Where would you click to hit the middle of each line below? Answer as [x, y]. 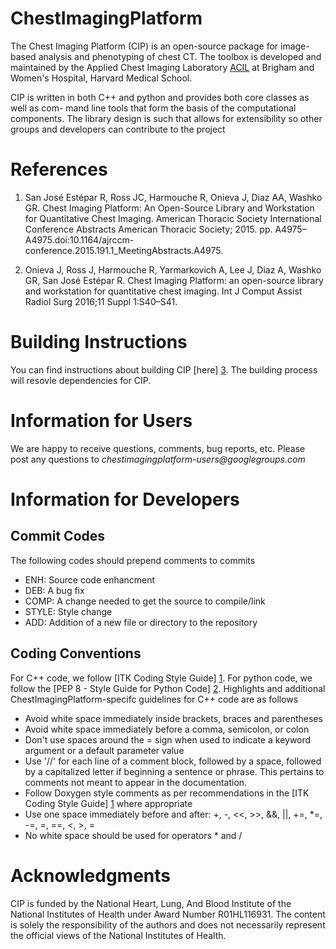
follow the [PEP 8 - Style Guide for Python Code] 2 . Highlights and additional [168, 688]
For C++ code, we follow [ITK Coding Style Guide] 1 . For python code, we [161, 678]
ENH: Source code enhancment [90, 579]
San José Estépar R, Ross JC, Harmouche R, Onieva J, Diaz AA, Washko [173, 197]
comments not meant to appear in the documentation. [136, 782]
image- [295, 46]
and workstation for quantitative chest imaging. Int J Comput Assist [163, 291]
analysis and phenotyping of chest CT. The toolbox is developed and [180, 56]
